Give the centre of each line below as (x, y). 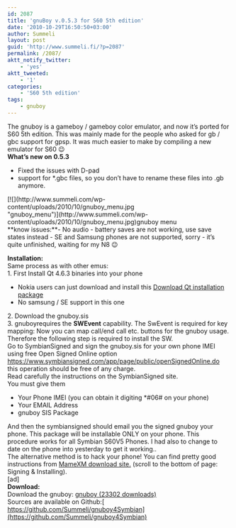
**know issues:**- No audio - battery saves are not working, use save (109, 229)
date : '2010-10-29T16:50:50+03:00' (60, 27)
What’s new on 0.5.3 (38, 156)
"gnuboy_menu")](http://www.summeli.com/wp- (78, 214)
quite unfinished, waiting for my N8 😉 (63, 244)
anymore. (32, 185)
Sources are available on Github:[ (56, 502)
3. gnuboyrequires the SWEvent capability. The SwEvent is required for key (118, 323)
